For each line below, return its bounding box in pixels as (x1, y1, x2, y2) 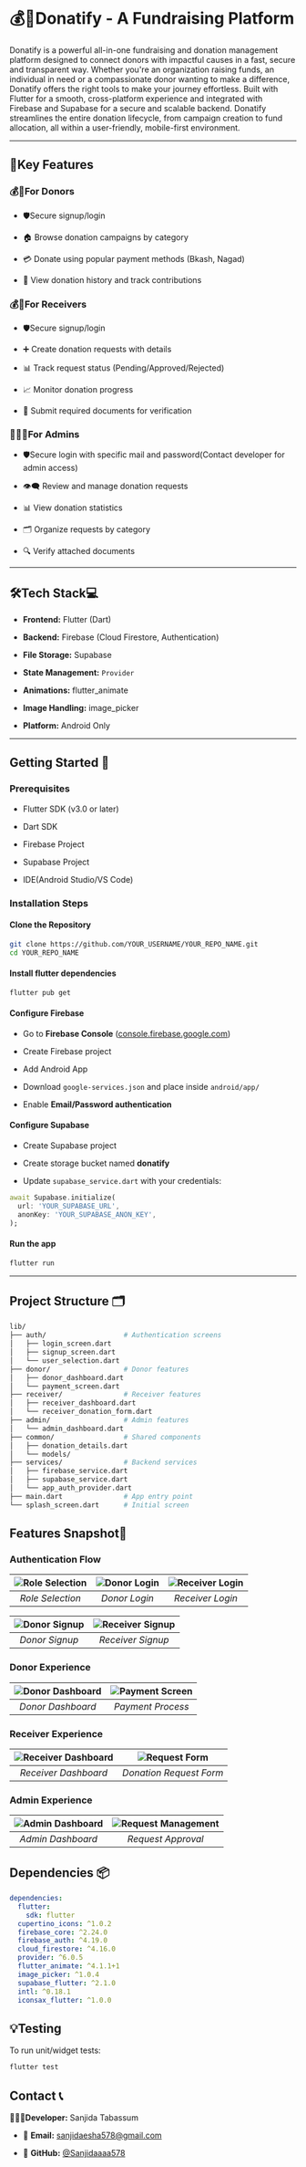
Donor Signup (19, 1634, 79, 1647)
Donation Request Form (122, 1766, 224, 1779)
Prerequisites (9, 782, 70, 795)
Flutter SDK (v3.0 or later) (22, 803, 120, 814)
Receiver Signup (98, 1634, 169, 1647)
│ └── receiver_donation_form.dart (9, 1408, 153, 1417)
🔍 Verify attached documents (22, 546, 135, 557)
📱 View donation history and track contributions (22, 274, 202, 285)
